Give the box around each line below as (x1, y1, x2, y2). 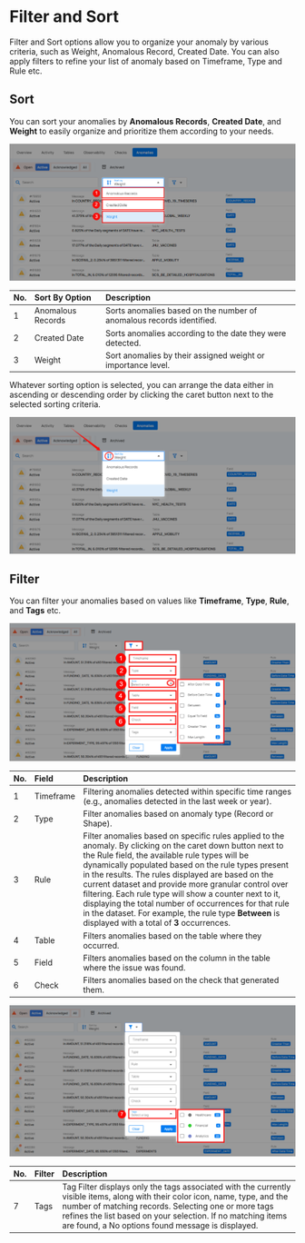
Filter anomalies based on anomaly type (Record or (83, 809, 274, 820)
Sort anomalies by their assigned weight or (105, 350, 265, 361)
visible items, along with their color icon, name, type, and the (62, 1191, 289, 1202)
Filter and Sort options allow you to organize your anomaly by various (9, 36, 270, 47)
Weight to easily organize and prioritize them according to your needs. (9, 125, 274, 136)
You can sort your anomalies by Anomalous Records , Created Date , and (9, 115, 281, 126)
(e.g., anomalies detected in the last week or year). (83, 795, 272, 806)
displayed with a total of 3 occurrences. (83, 918, 231, 929)
